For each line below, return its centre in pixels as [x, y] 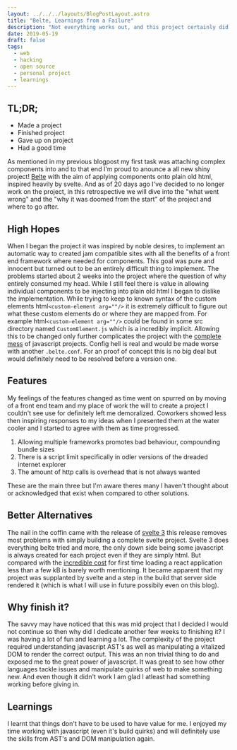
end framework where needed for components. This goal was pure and [111, 261]
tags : [15, 47]
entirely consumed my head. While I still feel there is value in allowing [108, 283]
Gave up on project [45, 140]
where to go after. [33, 207]
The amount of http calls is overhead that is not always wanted [109, 472]
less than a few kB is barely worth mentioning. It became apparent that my [115, 570]
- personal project [42, 73]
